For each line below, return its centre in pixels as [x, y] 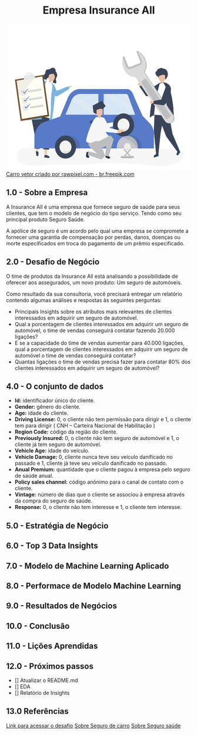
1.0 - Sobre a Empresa [47, 193]
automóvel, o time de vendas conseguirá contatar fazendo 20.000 [95, 330]
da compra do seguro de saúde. [54, 501]
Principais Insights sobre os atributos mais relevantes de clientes [93, 311]
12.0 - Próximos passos [50, 666]
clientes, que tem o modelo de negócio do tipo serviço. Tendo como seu [94, 213]
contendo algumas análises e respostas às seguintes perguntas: [84, 300]
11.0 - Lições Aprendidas [52, 646]
